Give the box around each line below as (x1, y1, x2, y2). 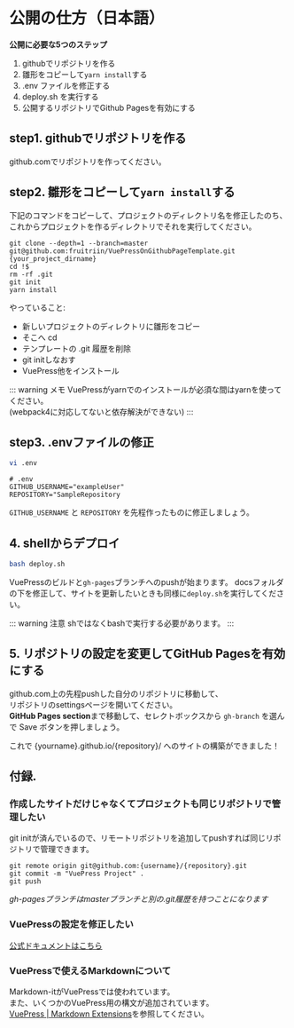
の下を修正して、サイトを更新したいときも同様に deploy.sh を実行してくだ (9, 588, 277, 598)
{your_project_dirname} (9, 254, 97, 263)
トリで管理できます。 (16, 844, 95, 855)
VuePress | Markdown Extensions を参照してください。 (9, 1008, 210, 1019)
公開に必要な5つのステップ (9, 39, 108, 50)
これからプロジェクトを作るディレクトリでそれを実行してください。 (9, 221, 257, 232)
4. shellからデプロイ (9, 535, 120, 550)
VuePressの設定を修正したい (9, 918, 135, 930)
